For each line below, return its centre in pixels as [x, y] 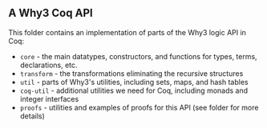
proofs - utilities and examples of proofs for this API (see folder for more [139, 107]
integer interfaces [49, 98]
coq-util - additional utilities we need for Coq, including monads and [134, 90]
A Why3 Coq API [51, 13]
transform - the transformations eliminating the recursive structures [131, 73]
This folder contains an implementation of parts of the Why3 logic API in [127, 32]
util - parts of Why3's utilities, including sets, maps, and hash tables [134, 82]
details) [32, 116]
